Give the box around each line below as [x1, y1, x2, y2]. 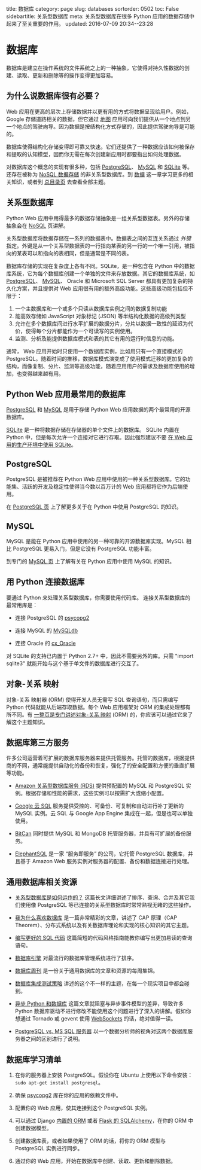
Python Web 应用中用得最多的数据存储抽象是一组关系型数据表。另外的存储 [6, 214, 190, 221]
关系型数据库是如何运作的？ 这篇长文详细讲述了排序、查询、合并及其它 [14, 894, 190, 901]
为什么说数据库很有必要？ [6, 91, 100, 101]
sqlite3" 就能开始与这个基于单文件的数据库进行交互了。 [6, 660, 142, 667]
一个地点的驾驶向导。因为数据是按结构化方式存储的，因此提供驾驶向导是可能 [6, 123, 195, 130]
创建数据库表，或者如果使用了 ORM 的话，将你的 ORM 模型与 [14, 1137, 166, 1144]
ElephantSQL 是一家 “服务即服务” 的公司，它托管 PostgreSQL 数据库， [14, 850, 188, 857]
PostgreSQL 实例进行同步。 [14, 1145, 83, 1152]
